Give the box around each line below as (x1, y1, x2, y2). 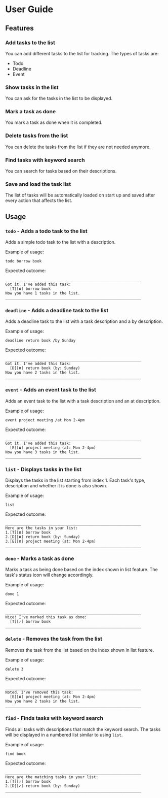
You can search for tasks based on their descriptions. (5, 168, 117, 174)
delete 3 (5, 667, 24, 672)
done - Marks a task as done (5, 555, 74, 562)
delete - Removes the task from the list (5, 636, 103, 643)
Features (5, 24, 34, 32)
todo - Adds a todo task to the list (5, 227, 88, 235)
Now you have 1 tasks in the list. (5, 291, 80, 296)
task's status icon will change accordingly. (5, 572, 94, 578)
